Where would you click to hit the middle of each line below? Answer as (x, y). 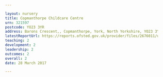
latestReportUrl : (23, 36)
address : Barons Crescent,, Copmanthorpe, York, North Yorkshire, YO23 (79, 32)
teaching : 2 (17, 41)
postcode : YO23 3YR (25, 27)
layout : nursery (21, 13)
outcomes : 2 (17, 54)
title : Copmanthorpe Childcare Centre (44, 18)
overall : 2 (16, 58)
